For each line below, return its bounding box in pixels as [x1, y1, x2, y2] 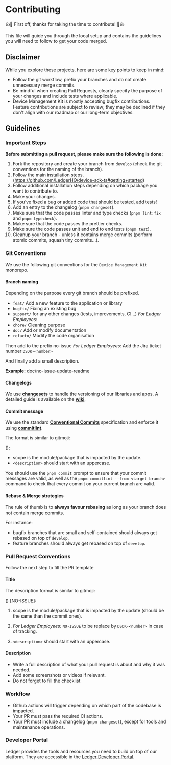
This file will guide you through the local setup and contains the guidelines [5, 32, 162, 39]
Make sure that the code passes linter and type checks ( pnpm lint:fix [12, 210, 161, 216]
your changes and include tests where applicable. [12, 93, 118, 99]
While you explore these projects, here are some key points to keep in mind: [5, 67, 165, 73]
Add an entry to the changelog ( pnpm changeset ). [12, 204, 115, 210]
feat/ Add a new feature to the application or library [12, 300, 123, 306]
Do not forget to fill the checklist [12, 677, 81, 684]
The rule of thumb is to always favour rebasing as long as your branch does [5, 504, 166, 510]
